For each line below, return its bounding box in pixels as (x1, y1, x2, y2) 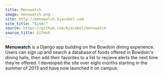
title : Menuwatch (5, 7, 42, 12)
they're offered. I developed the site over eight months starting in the (5, 60, 147, 66)
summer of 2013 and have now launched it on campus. (5, 65, 119, 71)
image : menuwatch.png (5, 12, 51, 17)
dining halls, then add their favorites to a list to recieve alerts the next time (5, 55, 158, 60)
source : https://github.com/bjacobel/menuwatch (5, 26, 107, 31)
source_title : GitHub (5, 30, 51, 35)
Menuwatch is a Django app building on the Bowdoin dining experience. (5, 44, 154, 50)
